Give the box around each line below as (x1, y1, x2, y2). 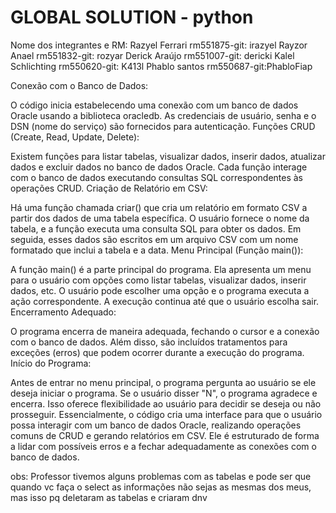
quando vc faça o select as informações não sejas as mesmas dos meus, (10, 481, 312, 493)
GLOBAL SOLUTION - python (10, 6, 254, 29)
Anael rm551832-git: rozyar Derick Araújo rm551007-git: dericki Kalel (10, 49, 295, 61)
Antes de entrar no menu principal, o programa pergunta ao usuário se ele (10, 376, 317, 388)
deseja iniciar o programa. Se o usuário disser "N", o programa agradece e (10, 387, 318, 399)
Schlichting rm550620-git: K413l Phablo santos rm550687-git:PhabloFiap (10, 60, 313, 72)
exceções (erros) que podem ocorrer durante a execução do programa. (10, 346, 305, 358)
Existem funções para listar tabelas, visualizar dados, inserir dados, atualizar (10, 150, 326, 162)
